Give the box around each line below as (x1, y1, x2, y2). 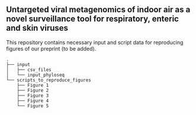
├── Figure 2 (17, 87, 49, 93)
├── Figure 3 (17, 93, 49, 98)
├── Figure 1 (17, 82, 49, 88)
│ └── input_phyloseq (6, 72, 65, 78)
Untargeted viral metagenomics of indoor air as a (6, 5, 191, 15)
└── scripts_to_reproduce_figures (6, 77, 92, 83)
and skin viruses (6, 23, 69, 33)
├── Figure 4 (17, 97, 49, 104)
